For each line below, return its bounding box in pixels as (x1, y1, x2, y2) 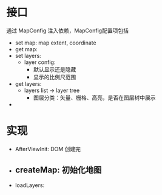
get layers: (15, 80, 42, 87)
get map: (15, 45, 38, 52)
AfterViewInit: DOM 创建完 (15, 145, 81, 152)
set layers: (15, 52, 41, 59)
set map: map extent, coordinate (15, 39, 96, 46)
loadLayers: (15, 181, 45, 189)
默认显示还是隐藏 (33, 65, 76, 73)
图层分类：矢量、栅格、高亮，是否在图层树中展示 (33, 94, 156, 101)
